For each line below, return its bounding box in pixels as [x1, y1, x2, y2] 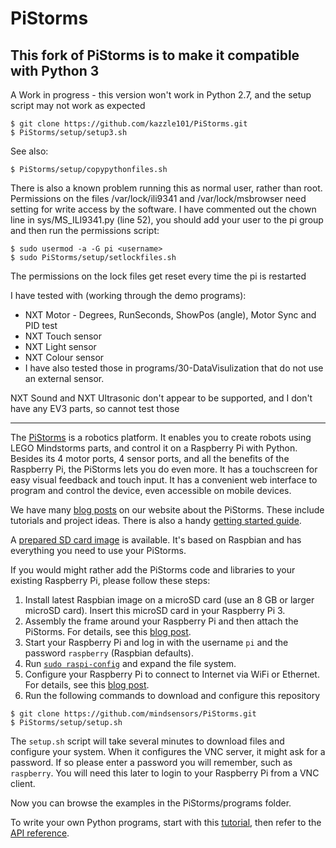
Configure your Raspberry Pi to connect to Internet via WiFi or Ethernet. [24, 668, 320, 680]
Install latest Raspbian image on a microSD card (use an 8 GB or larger [24, 594, 315, 606]
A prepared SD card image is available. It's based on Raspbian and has [10, 534, 302, 546]
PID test [24, 320, 58, 331]
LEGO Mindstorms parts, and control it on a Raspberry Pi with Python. [10, 442, 298, 454]
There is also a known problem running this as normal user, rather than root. [10, 182, 323, 194]
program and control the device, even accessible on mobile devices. [10, 485, 292, 496]
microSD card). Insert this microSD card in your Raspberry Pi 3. [24, 605, 286, 616]
